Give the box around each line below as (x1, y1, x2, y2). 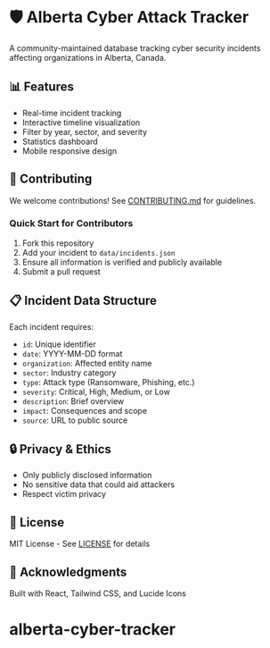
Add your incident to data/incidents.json (21, 247, 176, 257)
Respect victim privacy (21, 489, 107, 500)
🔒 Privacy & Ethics (9, 442, 111, 457)
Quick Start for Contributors (9, 217, 134, 230)
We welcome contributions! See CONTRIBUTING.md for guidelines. (9, 195, 257, 206)
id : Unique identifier (21, 339, 96, 349)
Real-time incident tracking (21, 107, 122, 118)
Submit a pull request (21, 265, 101, 277)
